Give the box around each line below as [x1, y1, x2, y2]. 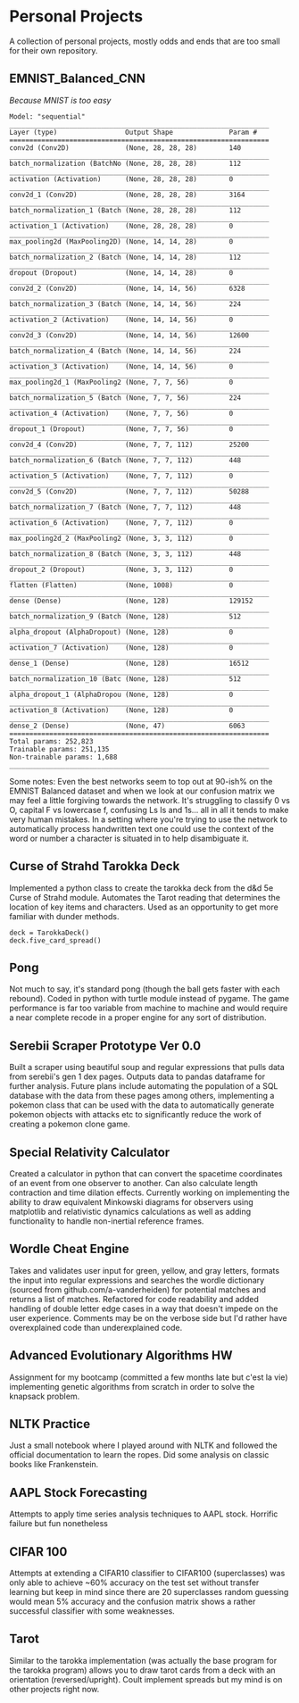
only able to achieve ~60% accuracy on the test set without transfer [9, 1577, 260, 1588]
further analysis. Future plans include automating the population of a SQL [9, 1081, 278, 1092]
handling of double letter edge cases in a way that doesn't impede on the [9, 1303, 278, 1314]
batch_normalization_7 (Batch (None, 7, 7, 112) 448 [9, 503, 242, 511]
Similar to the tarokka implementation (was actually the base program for [9, 1655, 278, 1666]
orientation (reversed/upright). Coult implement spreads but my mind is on [9, 1674, 283, 1684]
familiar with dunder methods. [9, 910, 120, 921]
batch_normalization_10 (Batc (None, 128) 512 [9, 674, 242, 684]
